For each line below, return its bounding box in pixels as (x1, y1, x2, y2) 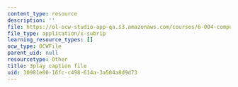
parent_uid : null (7, 50, 59, 57)
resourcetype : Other (7, 56, 69, 63)
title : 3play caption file (7, 62, 87, 69)
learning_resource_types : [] (7, 36, 93, 43)
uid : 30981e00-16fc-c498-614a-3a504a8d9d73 (7, 69, 138, 76)
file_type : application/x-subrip (7, 29, 106, 37)
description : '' (7, 17, 55, 24)
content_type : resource (7, 10, 78, 18)
